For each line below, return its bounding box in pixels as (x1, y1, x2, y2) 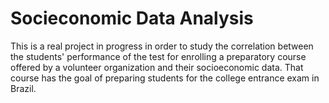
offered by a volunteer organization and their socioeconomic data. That (10, 61, 304, 73)
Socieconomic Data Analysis (10, 7, 254, 30)
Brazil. (10, 82, 37, 94)
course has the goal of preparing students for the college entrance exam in (10, 72, 320, 84)
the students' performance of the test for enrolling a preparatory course (10, 50, 307, 62)
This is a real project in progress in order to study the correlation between (10, 40, 314, 52)
